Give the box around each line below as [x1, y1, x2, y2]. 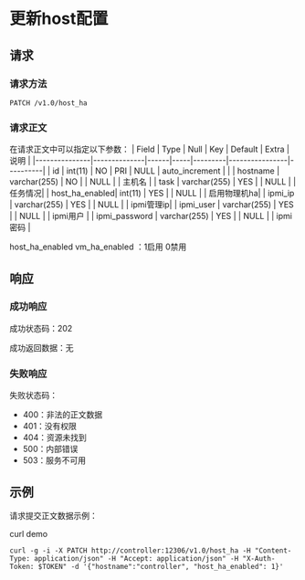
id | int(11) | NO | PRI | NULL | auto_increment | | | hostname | [52, 165, 280, 176]
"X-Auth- [242, 554, 276, 563]
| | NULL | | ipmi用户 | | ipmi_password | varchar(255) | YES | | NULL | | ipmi [9, 211, 292, 222]
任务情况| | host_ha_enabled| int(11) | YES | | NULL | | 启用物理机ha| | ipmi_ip [9, 188, 295, 199]
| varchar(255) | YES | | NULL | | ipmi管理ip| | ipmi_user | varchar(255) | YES [9, 199, 294, 210]
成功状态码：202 [9, 322, 73, 333]
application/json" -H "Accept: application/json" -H [33, 554, 239, 563]
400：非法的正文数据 [22, 409, 103, 420]
